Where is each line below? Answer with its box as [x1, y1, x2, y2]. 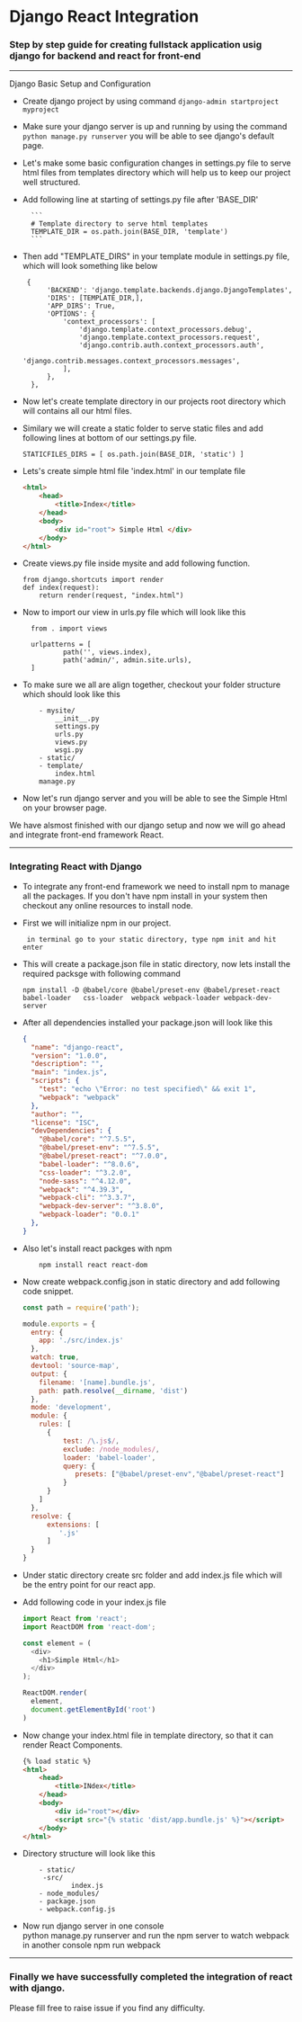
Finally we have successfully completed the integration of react [9, 1971, 293, 1983]
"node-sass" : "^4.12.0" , [39, 1177, 132, 1185]
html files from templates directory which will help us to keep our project [22, 167, 291, 178]
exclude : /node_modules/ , [62, 1445, 160, 1454]
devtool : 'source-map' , [31, 1361, 120, 1371]
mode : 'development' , [31, 1403, 112, 1412]
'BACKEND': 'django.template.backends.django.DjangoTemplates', [46, 286, 293, 295]
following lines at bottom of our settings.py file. [22, 433, 198, 443]
